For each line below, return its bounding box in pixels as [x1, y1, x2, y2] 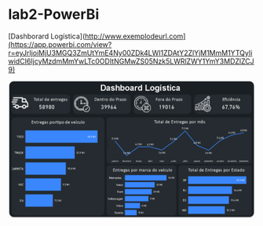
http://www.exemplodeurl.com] [85, 31, 186, 41]
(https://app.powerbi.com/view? [8, 39, 112, 49]
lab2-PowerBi [8, 5, 100, 24]
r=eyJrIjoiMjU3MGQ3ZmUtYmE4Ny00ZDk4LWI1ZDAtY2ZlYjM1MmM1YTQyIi [8, 48, 253, 57]
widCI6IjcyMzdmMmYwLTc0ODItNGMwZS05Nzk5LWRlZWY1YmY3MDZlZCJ [8, 56, 254, 66]
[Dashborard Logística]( [8, 31, 86, 41]
